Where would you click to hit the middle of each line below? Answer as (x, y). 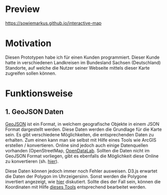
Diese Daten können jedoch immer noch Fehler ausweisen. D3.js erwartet (81, 171)
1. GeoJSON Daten (34, 112)
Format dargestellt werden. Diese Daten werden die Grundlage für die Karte (83, 129)
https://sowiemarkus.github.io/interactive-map (53, 23)
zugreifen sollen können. (31, 73)
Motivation (28, 43)
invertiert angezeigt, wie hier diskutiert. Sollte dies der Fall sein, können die (83, 181)
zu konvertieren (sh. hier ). (32, 161)
